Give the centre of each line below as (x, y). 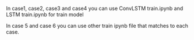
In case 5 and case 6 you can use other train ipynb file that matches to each (97, 26)
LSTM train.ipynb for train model (45, 14)
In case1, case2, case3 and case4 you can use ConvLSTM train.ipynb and (95, 8)
